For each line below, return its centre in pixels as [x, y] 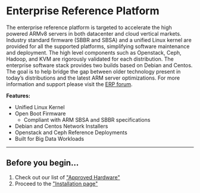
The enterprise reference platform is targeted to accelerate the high [89, 27]
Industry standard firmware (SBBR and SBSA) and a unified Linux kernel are [99, 40]
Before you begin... [43, 163]
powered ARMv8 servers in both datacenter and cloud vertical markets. [94, 33]
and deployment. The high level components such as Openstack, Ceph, [94, 52]
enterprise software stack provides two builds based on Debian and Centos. [99, 65]
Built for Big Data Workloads [49, 138]
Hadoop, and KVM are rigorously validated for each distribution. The [90, 59]
